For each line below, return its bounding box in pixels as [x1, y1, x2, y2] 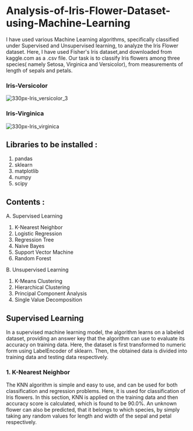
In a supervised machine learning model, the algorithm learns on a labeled [6, 329, 184, 336]
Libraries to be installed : [6, 139, 98, 150]
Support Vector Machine [14, 249, 74, 256]
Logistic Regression [14, 230, 62, 237]
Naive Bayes [14, 243, 45, 250]
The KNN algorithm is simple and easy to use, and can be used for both [6, 381, 178, 388]
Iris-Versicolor [6, 81, 48, 89]
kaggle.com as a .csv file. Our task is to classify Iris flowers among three [6, 54, 180, 61]
